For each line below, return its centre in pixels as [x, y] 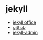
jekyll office [24, 22]
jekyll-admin [25, 32]
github [19, 27]
